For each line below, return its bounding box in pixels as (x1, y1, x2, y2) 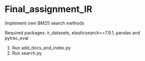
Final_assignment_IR (4, 3, 92, 15)
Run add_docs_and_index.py (11, 44, 71, 50)
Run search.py (11, 50, 42, 56)
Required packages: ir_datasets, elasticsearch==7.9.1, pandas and (4, 29, 140, 35)
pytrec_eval (4, 35, 28, 41)
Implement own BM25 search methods (4, 20, 84, 26)
